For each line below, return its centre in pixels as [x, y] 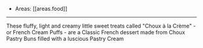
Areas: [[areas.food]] [41, 9]
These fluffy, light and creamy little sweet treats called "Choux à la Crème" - [101, 26]
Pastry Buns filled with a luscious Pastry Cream [65, 39]
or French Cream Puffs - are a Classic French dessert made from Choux [96, 32]
